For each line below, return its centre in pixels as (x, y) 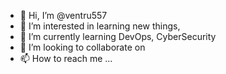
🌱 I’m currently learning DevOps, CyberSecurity (118, 36)
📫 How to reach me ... (66, 58)
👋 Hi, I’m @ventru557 (63, 15)
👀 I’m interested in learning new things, (100, 26)
